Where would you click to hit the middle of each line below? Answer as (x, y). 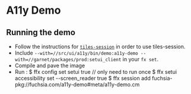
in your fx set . (141, 59)
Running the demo (41, 32)
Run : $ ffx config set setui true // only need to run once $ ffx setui (95, 72)
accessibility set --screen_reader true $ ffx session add (83, 78)
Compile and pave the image (50, 65)
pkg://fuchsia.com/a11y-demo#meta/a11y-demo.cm (77, 84)
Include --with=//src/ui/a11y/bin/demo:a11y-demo (76, 53)
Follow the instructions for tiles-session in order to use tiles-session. (100, 46)
